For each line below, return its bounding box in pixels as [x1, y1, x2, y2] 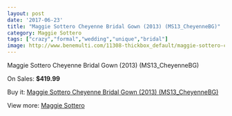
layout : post [7, 10, 45, 17]
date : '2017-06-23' [7, 17, 64, 23]
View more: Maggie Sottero [7, 101, 85, 109]
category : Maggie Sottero [7, 29, 81, 37]
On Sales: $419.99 [7, 75, 61, 83]
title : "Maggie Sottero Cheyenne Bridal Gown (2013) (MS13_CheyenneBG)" [7, 23, 221, 30]
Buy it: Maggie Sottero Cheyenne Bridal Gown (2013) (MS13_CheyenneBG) [7, 88, 219, 96]
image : [7, 42, 26, 49]
